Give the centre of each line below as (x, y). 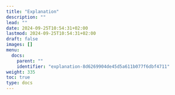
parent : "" (30, 61)
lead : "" (17, 22)
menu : (13, 50)
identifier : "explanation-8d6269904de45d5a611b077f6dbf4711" (93, 66)
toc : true (18, 77)
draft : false (22, 39)
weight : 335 (21, 72)
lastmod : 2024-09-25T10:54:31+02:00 (51, 34)
